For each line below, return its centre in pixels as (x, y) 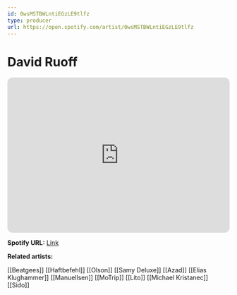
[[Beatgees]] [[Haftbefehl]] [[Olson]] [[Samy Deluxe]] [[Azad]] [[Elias (107, 270)
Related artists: (30, 257)
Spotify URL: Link (33, 243)
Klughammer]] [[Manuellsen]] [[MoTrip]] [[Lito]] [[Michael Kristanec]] (108, 278)
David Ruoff (42, 62)
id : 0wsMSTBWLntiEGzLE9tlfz (49, 14)
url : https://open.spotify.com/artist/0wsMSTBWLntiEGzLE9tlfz (101, 27)
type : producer (30, 20)
